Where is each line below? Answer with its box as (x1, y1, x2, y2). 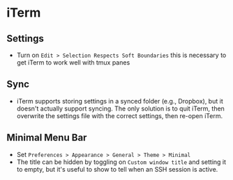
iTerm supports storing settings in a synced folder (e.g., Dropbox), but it (16, 97, 224, 105)
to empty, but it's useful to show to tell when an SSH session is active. (16, 165, 218, 173)
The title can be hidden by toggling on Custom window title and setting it (16, 158, 227, 166)
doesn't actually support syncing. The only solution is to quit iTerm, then (16, 104, 225, 113)
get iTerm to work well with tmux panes (16, 58, 130, 67)
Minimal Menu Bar (6, 132, 87, 144)
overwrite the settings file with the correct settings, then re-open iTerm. (16, 111, 223, 120)
